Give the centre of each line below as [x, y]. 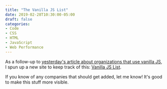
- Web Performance [24, 47]
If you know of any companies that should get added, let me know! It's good [84, 76]
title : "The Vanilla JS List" [37, 10]
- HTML [12, 38]
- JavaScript [19, 43]
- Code [12, 29]
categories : [18, 24]
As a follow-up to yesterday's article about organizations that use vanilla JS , [84, 61]
